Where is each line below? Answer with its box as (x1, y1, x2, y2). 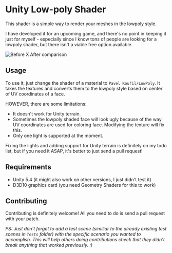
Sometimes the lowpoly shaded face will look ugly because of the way (12, 116, 162, 122)
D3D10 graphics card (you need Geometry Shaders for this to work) (12, 182, 156, 188)
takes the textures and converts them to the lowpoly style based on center (5, 85, 163, 91)
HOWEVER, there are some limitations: (5, 101, 87, 107)
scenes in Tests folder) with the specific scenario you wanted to (5, 231, 141, 237)
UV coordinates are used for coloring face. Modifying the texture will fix (12, 122, 165, 128)
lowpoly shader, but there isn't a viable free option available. (5, 41, 133, 47)
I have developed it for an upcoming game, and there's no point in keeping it (5, 30, 167, 36)
